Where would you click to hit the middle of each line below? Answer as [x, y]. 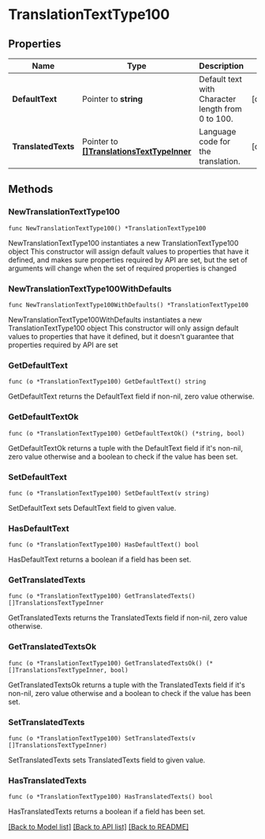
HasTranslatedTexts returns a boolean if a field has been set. [107, 811]
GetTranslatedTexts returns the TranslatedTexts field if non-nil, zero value [128, 618]
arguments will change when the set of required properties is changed [122, 268]
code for [215, 142]
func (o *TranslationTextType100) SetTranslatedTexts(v [102, 739]
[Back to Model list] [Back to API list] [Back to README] [99, 827]
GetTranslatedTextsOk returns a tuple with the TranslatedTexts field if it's [127, 685]
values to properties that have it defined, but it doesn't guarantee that [121, 336]
